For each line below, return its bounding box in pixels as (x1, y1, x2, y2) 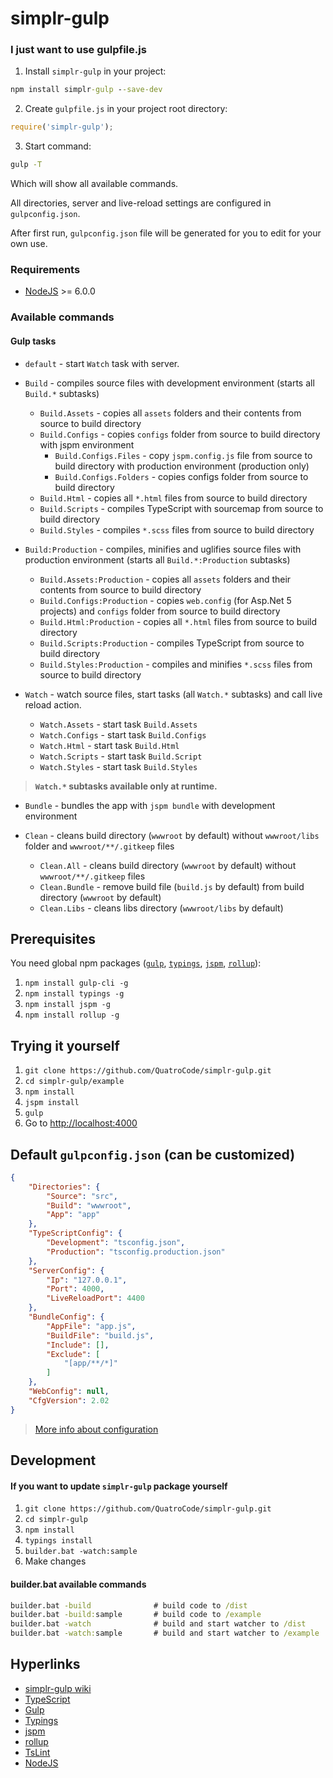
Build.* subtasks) (24, 387, 100, 399)
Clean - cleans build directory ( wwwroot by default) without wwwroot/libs (24, 829, 320, 841)
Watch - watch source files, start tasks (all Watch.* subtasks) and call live (24, 688, 323, 700)
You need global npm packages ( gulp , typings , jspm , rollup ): (10, 957, 262, 969)
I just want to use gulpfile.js (10, 43, 147, 57)
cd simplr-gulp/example (24, 1077, 125, 1087)
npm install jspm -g (24, 1000, 111, 1010)
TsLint (24, 1746, 51, 1758)
